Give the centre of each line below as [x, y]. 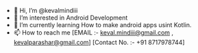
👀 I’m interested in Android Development [71, 18]
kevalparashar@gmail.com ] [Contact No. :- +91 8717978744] [99, 42]
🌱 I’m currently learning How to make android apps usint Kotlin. [102, 25]
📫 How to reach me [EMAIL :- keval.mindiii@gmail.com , [93, 33]
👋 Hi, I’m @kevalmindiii [46, 11]
